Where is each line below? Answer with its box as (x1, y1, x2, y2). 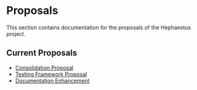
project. (6, 30, 26, 37)
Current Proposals (6, 48, 77, 58)
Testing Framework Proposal (15, 71, 87, 78)
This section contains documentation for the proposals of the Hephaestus (6, 24, 192, 31)
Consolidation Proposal (15, 64, 74, 71)
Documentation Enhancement (15, 77, 90, 84)
